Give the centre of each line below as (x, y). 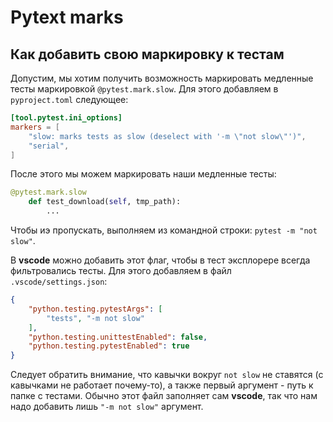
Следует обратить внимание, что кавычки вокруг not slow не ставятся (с (167, 375)
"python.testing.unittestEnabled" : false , (118, 337)
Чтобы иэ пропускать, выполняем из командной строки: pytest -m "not (164, 230)
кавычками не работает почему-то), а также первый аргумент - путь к (162, 385)
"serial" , (49, 146)
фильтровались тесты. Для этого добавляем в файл (121, 270)
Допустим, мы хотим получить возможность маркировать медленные (162, 78)
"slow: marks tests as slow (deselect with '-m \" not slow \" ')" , (167, 136)
